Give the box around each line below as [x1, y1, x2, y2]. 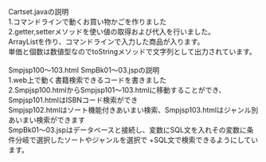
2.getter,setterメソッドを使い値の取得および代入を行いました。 [8, 27, 215, 36]
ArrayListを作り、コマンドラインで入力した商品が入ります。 [8, 37, 205, 46]
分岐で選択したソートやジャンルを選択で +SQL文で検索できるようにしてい [14, 135, 259, 144]
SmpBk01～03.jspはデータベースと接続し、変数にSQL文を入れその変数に [8, 125, 247, 134]
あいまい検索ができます [8, 115, 85, 124]
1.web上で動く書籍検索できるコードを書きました [8, 75, 167, 85]
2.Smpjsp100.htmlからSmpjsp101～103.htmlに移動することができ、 [8, 85, 226, 94]
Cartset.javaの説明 [8, 7, 69, 16]
